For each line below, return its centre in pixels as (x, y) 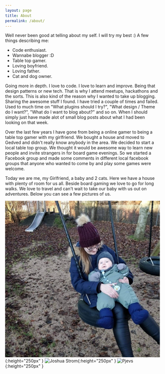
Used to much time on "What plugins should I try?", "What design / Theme (80, 107)
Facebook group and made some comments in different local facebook (77, 158)
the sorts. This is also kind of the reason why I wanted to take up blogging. (81, 97)
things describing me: (27, 41)
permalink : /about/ (25, 21)
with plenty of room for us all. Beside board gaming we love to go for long (80, 184)
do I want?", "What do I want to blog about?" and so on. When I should (76, 112)
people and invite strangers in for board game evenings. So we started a (78, 153)
